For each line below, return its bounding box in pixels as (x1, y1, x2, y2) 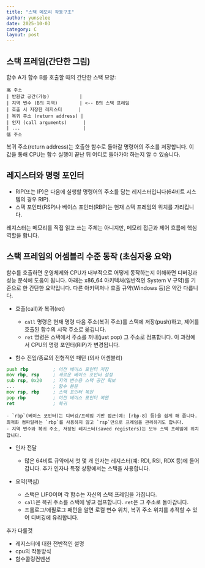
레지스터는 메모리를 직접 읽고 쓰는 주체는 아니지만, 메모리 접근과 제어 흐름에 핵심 (6, 224, 198, 231)
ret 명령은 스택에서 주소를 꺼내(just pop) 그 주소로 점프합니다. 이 (24, 333, 179, 341)
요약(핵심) (15, 477, 40, 485)
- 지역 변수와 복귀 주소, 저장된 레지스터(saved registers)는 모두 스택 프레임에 (6, 426, 188, 432)
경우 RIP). (26, 195, 51, 203)
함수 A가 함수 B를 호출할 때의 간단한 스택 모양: (6, 73, 116, 80)
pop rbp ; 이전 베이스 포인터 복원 (6, 394, 109, 401)
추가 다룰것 (6, 526, 33, 534)
